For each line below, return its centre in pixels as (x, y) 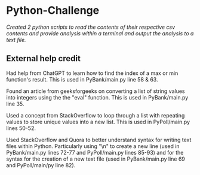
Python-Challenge (53, 10)
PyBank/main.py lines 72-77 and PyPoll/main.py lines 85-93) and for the (95, 152)
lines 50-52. (21, 128)
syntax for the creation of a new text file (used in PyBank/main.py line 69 (96, 159)
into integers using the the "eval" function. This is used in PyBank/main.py (97, 97)
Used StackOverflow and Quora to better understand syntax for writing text (99, 140)
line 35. (15, 104)
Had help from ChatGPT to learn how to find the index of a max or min (92, 73)
